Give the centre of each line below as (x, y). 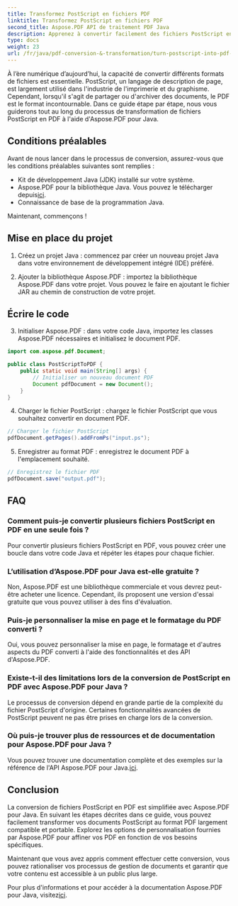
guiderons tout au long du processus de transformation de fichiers (104, 111)
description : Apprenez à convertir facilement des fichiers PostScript (115, 34)
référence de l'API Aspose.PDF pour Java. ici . (73, 768)
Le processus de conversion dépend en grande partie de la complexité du (115, 702)
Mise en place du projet (60, 238)
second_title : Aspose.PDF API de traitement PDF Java (89, 27)
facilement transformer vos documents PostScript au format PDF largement (118, 822)
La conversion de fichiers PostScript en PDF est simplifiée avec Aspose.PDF (119, 807)
